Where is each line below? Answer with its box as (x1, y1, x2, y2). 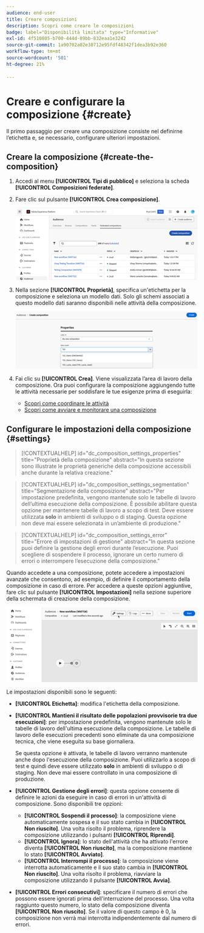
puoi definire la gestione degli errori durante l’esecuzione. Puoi (21, 544, 178, 551)
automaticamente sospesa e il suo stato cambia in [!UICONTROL (24, 819, 186, 826)
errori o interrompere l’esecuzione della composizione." (21, 557, 160, 565)
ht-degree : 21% (6, 61, 45, 67)
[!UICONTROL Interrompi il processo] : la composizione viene (24, 857, 179, 865)
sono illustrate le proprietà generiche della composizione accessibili (21, 462, 191, 470)
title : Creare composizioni (6, 16, 78, 23)
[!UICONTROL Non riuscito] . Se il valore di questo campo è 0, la (15, 908, 176, 915)
